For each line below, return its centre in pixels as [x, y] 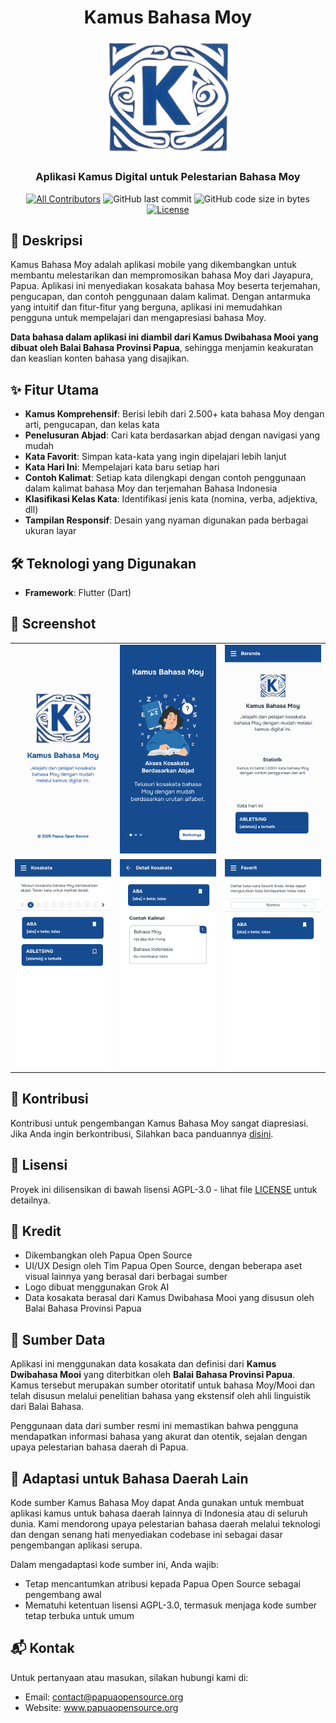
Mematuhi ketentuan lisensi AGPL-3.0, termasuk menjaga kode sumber [171, 1605]
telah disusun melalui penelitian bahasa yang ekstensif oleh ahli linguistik [160, 1396]
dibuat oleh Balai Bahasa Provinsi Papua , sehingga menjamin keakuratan [162, 348]
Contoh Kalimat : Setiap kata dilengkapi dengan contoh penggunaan [165, 478]
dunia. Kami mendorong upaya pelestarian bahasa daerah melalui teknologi [165, 1523]
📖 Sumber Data [58, 1339]
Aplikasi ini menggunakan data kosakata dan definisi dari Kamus [143, 1364]
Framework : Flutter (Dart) [78, 592]
